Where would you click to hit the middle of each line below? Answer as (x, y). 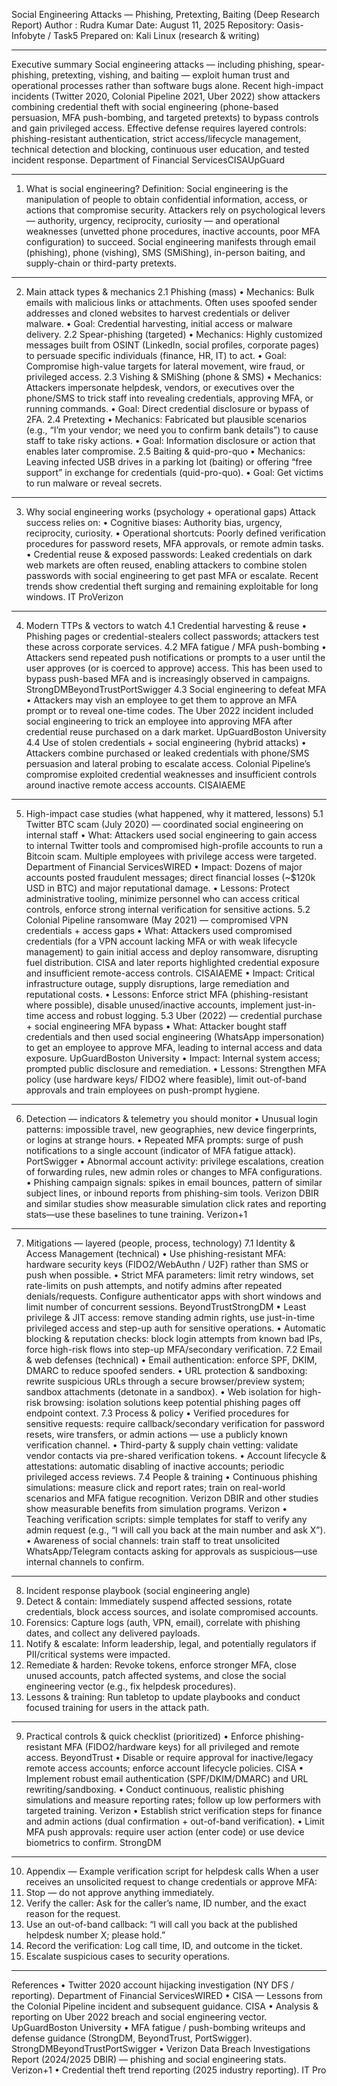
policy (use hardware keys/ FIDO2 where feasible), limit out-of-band (166, 1079)
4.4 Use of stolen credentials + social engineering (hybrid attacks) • (166, 742)
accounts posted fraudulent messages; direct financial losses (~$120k (170, 877)
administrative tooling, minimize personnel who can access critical (162, 898)
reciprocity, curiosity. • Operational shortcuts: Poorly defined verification (175, 533)
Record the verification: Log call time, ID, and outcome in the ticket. (164, 1945)
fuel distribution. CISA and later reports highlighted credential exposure (172, 962)
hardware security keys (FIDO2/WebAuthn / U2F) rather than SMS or (167, 1264)
